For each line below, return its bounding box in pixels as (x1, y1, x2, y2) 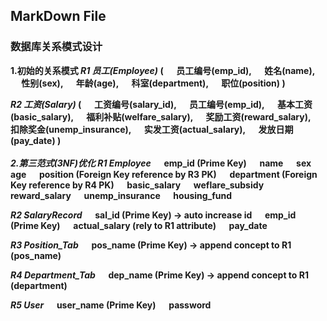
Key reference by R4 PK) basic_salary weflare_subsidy (10, 179, 265, 191)
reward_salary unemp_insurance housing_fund (10, 189, 233, 201)
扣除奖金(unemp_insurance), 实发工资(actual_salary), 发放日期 (10, 123, 294, 135)
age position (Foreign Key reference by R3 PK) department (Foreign (10, 168, 318, 180)
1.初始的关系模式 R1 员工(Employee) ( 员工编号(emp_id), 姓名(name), (10, 64, 315, 76)
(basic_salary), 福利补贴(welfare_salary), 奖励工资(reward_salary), (10, 110, 312, 123)
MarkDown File (10, 8, 107, 25)
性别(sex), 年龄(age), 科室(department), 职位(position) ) (21, 77, 286, 89)
